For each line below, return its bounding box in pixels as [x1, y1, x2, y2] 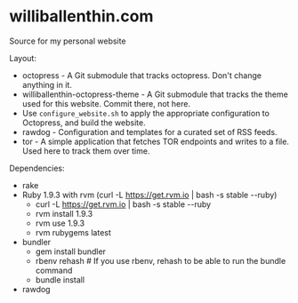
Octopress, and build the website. [21, 117, 146, 128]
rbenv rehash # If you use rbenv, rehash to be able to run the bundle [35, 255, 286, 266]
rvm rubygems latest [35, 227, 111, 237]
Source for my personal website [9, 36, 126, 46]
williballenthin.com [9, 6, 154, 27]
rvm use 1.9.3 [35, 218, 85, 228]
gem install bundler [35, 246, 107, 257]
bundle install [35, 274, 85, 285]
